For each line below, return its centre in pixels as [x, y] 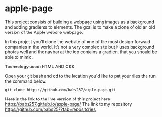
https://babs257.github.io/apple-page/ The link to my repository [68, 104]
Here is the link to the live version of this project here [58, 99]
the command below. [26, 81]
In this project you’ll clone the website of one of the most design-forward [78, 41]
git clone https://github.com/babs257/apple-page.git [60, 90]
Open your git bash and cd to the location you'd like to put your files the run [80, 76]
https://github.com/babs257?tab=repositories [50, 109]
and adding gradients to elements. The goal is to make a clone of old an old [80, 27]
